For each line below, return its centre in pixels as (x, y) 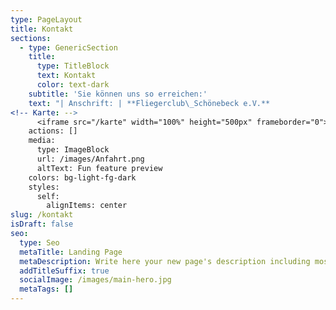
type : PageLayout (46, 19)
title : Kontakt (42, 29)
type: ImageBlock (73, 150)
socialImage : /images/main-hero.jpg (95, 280)
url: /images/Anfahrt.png (90, 159)
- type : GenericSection (68, 47)
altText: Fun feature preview (99, 168)
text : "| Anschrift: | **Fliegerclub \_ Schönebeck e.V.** (149, 103)
